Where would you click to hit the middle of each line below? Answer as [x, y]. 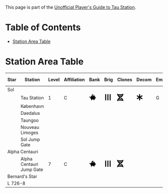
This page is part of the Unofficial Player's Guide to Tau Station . [71, 7]
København [32, 106]
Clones [125, 79]
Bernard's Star [22, 176]
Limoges [29, 132]
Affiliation [74, 79]
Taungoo [30, 120]
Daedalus [30, 113]
